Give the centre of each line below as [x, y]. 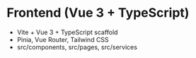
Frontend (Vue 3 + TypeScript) [98, 13]
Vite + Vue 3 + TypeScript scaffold [67, 32]
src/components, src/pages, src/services [77, 47]
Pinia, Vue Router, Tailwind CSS [63, 39]
